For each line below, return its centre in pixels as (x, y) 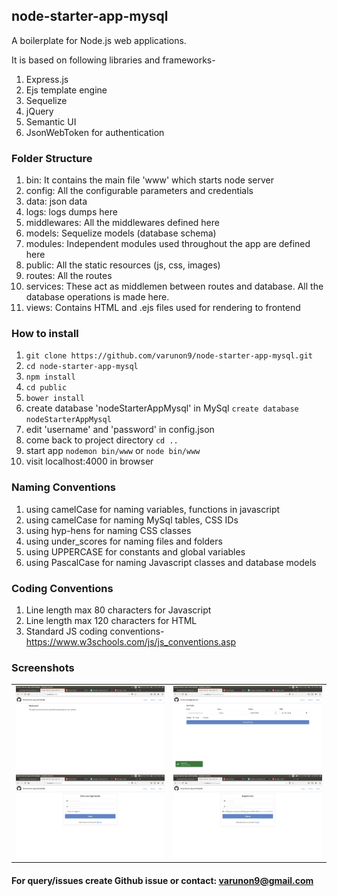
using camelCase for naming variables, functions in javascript (153, 509)
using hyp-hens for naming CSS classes (108, 530)
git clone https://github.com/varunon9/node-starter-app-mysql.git (169, 356)
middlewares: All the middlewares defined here (122, 223)
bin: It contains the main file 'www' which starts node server (150, 180)
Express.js (47, 79)
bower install (55, 399)
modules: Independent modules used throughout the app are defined (168, 244)
